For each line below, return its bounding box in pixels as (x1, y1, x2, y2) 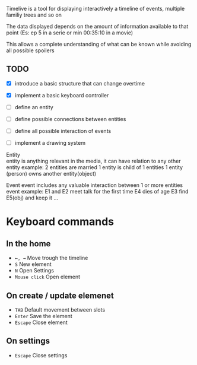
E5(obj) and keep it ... (6, 194, 58, 201)
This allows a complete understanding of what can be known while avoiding (6, 41, 192, 47)
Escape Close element (14, 319, 68, 326)
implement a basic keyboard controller (14, 91, 109, 99)
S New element (14, 261, 52, 268)
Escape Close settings (14, 351, 68, 358)
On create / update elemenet (6, 290, 114, 300)
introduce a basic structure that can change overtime (14, 80, 145, 87)
